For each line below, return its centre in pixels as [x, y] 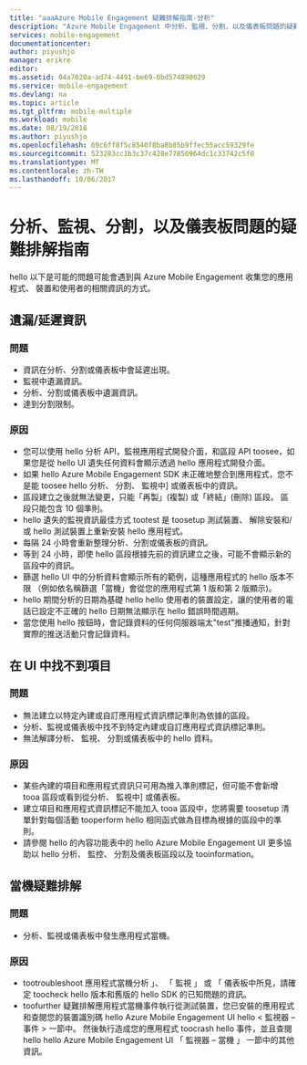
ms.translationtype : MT [55, 162]
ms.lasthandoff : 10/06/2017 [63, 179]
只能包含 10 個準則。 [69, 508]
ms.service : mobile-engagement [69, 86]
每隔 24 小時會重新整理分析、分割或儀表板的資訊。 [118, 543]
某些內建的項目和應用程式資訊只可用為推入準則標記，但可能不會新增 [150, 786]
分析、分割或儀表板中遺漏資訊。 [82, 392]
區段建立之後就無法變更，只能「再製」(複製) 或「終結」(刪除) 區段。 [151, 497]
